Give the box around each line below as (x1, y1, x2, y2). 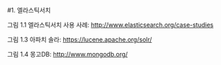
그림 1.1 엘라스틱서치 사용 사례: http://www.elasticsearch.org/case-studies (7, 21, 214, 29)
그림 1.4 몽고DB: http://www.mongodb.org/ (7, 50, 129, 58)
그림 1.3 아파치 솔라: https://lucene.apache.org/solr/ (7, 35, 152, 44)
